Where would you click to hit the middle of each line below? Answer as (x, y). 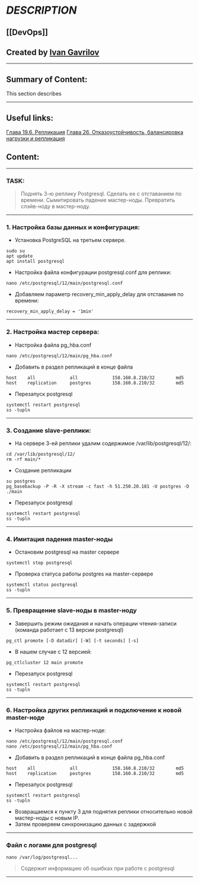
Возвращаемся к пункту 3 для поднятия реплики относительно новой (103, 811)
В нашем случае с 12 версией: (53, 652)
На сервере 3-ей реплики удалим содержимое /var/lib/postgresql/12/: (103, 443)
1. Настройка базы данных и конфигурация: (73, 227)
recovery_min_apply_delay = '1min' (50, 312)
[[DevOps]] (27, 32)
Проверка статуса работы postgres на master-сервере (84, 574)
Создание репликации (43, 471)
